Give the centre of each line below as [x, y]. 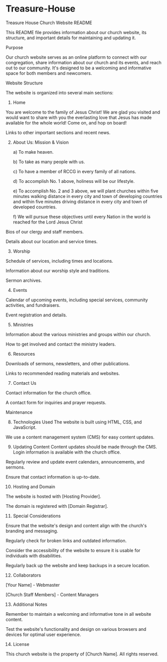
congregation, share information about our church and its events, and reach [84, 62]
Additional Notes [30, 604]
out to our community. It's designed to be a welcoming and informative [78, 68]
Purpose [14, 47]
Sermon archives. [24, 280]
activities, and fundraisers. [33, 305]
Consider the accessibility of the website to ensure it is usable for [73, 550]
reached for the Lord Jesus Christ [48, 222]
